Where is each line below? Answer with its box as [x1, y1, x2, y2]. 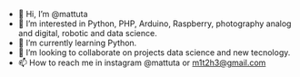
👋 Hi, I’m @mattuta [17, 9, 88, 19]
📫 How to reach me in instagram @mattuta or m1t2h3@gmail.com [17, 57, 266, 68]
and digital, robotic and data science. [17, 28, 157, 38]
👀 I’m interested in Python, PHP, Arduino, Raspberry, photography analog [17, 18, 292, 29]
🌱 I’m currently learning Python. [17, 37, 137, 48]
